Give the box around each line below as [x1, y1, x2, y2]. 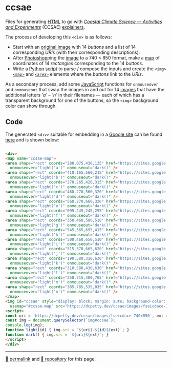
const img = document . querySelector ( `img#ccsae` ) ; [5, 318, 116, 323]
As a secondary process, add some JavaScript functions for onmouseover [5, 81, 159, 87]
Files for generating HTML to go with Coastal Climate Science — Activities [5, 18, 162, 25]
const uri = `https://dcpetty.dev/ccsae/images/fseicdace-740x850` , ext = [5, 313, 168, 318]
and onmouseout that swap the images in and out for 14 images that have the [5, 86, 165, 92]
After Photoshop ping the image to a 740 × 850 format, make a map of [12, 54, 160, 60]
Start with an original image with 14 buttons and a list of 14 [12, 44, 136, 50]
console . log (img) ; [5, 322, 45, 328]
